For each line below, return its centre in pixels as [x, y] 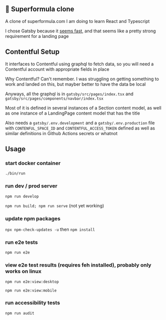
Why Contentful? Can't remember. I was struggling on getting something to [82, 79]
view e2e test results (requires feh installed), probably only [78, 265]
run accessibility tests [33, 303]
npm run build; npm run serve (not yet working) [55, 205]
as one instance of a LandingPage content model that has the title [73, 113]
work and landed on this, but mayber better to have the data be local [76, 84]
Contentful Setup [32, 52]
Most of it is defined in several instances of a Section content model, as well [83, 108]
